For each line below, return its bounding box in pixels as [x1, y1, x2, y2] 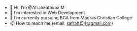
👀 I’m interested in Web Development [9, 10, 85, 15]
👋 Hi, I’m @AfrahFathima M [9, 5, 65, 10]
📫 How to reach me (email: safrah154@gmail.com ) [9, 20, 113, 26]
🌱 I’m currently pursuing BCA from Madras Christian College [9, 15, 132, 20]
